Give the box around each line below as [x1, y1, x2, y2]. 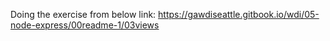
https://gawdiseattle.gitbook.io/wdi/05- [158, 9, 320, 20]
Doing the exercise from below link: [10, 9, 157, 20]
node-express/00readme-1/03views [10, 19, 160, 31]
